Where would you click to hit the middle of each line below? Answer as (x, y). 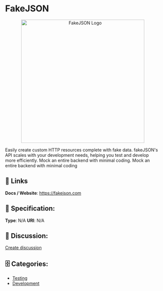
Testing (20, 278)
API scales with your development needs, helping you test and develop (77, 155)
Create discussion (23, 248)
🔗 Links (16, 181)
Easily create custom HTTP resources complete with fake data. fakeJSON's (82, 150)
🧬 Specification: (30, 208)
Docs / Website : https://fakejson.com (43, 193)
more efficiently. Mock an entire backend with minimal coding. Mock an (78, 160)
